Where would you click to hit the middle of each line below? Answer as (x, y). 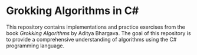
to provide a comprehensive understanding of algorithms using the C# (91, 39)
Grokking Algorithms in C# (73, 11)
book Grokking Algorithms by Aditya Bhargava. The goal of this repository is (98, 33)
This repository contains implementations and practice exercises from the (96, 27)
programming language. (35, 46)
